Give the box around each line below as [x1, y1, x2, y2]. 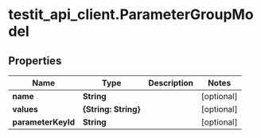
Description [148, 78, 193, 88]
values [12, 104, 38, 114]
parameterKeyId [12, 117, 76, 128]
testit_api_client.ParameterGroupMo [8, 6, 254, 24]
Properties [8, 54, 62, 67]
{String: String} [82, 104, 141, 114]
